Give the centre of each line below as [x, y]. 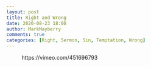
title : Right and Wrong [37, 18]
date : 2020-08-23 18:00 [37, 23]
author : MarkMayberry [34, 29]
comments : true [26, 35]
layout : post [23, 12]
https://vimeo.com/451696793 [60, 58]
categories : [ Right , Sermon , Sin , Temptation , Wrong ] [76, 40]
